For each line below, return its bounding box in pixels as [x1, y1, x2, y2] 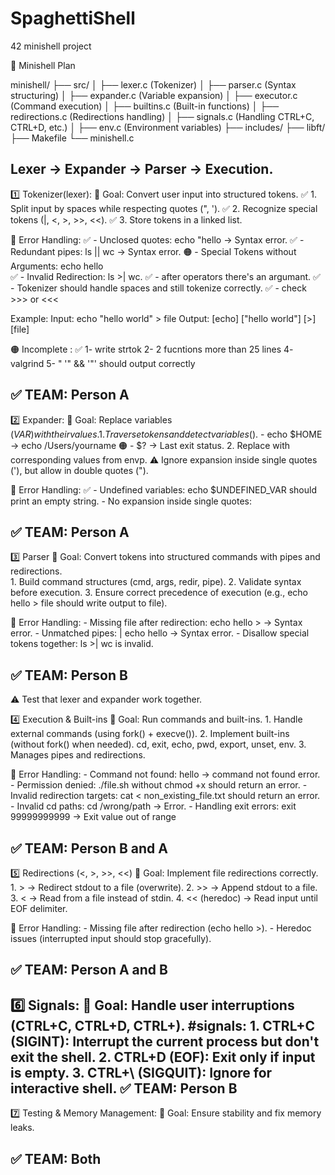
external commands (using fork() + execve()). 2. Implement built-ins [10, 728, 290, 740]
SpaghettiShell [10, 7, 136, 30]
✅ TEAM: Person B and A [10, 840, 168, 857]
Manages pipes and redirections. [10, 749, 146, 761]
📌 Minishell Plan [10, 59, 76, 71]
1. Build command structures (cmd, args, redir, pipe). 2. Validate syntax [10, 576, 302, 588]
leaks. [10, 1122, 35, 1134]
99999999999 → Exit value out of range [10, 811, 177, 823]
